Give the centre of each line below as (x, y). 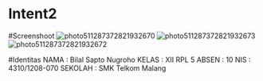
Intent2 (33, 14)
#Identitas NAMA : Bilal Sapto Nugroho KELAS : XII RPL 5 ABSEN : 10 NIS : (130, 60)
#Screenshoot (31, 36)
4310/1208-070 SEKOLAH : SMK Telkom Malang (87, 67)
